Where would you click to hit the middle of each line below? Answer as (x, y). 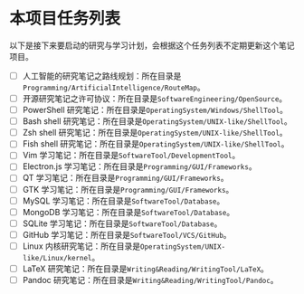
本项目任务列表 (65, 19)
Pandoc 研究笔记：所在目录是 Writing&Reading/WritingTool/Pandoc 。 (150, 280)
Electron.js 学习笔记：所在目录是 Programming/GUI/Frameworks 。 (139, 166)
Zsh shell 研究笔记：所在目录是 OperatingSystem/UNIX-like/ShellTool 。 (155, 133)
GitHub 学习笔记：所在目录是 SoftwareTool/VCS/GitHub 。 (127, 234)
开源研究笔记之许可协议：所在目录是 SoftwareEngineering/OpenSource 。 (155, 99)
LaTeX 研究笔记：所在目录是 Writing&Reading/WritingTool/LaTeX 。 (146, 269)
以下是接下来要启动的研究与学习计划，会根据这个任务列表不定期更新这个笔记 (152, 45)
